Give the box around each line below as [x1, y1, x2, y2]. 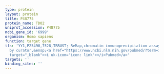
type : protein [5, 7, 34, 12]
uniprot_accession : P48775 [5, 25, 60, 30]
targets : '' [5, 57, 29, 62]
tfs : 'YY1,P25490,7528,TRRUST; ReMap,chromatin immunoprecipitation [5, 43, 147, 48]
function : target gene [5, 39, 51, 44]
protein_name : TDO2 [5, 20, 45, 26]
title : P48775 [5, 16, 34, 21]
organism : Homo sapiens [5, 35, 54, 39]
